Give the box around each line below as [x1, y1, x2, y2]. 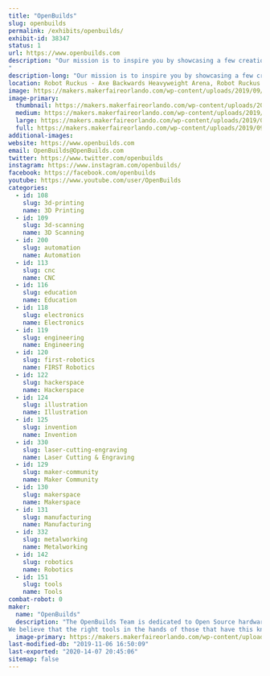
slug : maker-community [22, 468, 99, 476]
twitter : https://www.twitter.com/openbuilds [8, 154, 163, 162]
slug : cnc [22, 266, 56, 274]
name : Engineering [22, 341, 84, 349]
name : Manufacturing [22, 521, 92, 529]
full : [15, 124, 35, 132]
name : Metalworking [22, 543, 88, 551]
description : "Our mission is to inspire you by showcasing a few [8, 57, 235, 65]
